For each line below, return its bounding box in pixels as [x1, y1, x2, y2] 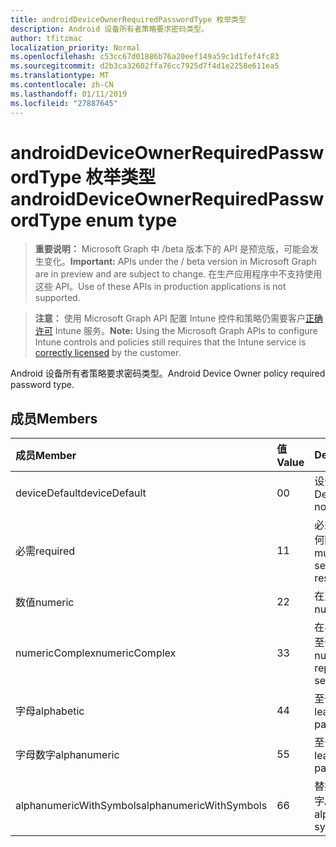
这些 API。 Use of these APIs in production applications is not [34, 281, 287, 293]
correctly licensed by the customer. [34, 347, 182, 359]
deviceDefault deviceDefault [15, 486, 147, 500]
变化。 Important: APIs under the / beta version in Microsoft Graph [43, 256, 317, 268]
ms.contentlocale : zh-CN [10, 80, 114, 90]
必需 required [15, 544, 76, 558]
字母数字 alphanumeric [15, 748, 120, 762]
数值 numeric [15, 596, 75, 610]
